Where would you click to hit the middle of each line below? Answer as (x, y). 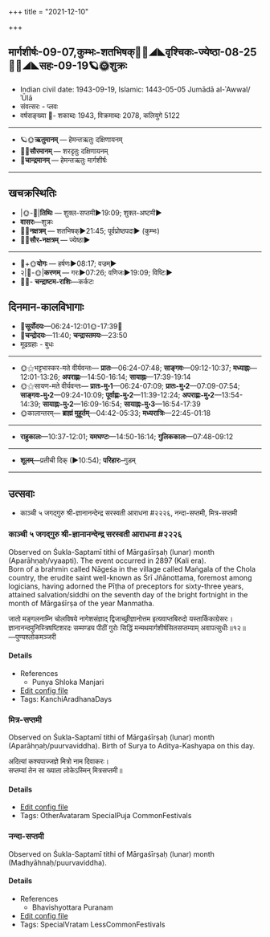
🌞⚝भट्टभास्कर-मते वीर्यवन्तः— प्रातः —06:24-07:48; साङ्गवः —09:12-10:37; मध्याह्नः (135, 368)
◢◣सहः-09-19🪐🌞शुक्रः (68, 66)
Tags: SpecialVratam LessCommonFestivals (92, 924)
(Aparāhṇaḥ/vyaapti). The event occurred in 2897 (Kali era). (107, 560)
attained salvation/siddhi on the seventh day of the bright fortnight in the (128, 594)
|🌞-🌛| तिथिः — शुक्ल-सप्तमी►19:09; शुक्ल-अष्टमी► (91, 213)
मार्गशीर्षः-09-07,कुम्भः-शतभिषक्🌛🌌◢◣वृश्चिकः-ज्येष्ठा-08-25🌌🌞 (133, 53)
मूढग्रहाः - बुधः (37, 344)
